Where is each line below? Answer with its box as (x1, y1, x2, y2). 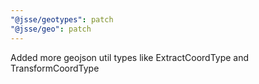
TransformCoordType (10, 62, 100, 74)
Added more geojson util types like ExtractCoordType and (10, 51, 250, 63)
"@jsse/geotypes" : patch (10, 14, 114, 25)
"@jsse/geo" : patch (10, 24, 92, 34)
